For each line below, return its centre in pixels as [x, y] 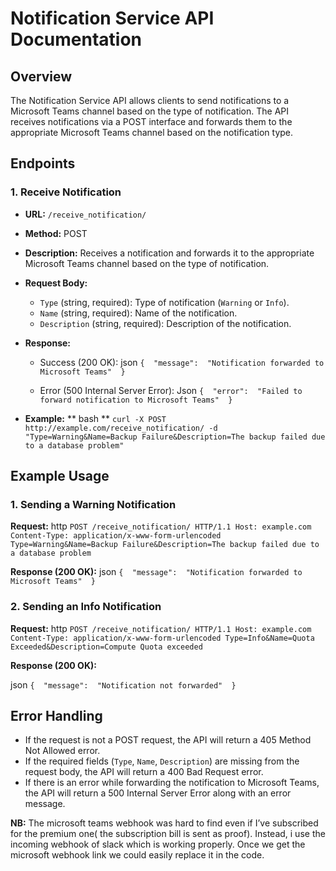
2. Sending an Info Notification [86, 607]
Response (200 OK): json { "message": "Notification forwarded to [156, 572]
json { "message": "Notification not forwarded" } [123, 684]
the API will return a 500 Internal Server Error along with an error [158, 793]
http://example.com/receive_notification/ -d [121, 428]
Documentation [76, 39]
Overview [41, 76]
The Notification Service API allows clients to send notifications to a [150, 100]
